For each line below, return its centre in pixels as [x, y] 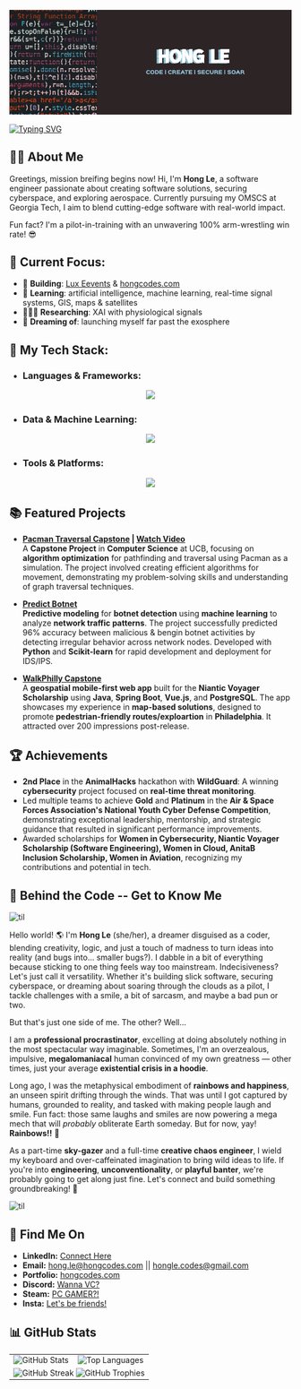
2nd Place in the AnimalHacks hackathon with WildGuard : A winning [150, 781]
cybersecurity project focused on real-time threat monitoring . [139, 791]
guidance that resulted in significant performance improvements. [142, 829]
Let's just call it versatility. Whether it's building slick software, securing [141, 977]
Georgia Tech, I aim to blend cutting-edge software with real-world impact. [147, 207]
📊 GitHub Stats [53, 1333]
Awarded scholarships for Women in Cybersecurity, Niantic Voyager [150, 839]
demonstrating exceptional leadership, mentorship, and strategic [142, 820]
